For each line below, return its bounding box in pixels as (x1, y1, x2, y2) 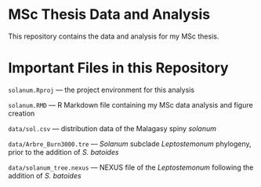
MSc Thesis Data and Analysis (8, 5, 210, 24)
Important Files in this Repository (8, 59, 229, 77)
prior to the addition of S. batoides (8, 147, 119, 156)
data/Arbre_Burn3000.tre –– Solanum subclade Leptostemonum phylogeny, (8, 139, 252, 148)
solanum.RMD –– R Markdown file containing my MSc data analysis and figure (8, 100, 253, 109)
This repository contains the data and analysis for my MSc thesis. (8, 31, 219, 41)
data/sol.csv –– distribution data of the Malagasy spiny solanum (8, 123, 217, 133)
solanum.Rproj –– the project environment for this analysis (8, 85, 194, 94)
